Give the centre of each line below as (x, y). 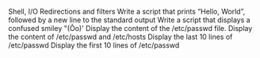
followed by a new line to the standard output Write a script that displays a (130, 20)
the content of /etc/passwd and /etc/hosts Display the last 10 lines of (120, 37)
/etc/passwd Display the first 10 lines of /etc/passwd (94, 45)
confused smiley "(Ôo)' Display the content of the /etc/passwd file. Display (130, 28)
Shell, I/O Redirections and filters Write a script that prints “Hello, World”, (127, 12)
